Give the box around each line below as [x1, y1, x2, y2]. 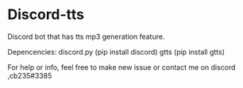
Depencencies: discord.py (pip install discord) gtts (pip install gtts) [7, 47, 226, 56]
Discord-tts [7, 6, 85, 24]
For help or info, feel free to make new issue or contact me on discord [7, 62, 236, 72]
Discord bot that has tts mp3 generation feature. [7, 32, 165, 41]
